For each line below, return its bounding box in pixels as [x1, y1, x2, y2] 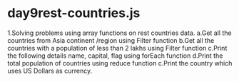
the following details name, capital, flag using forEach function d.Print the [7, 51, 223, 60]
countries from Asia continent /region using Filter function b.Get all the [7, 36, 215, 44]
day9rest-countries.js [7, 5, 141, 21]
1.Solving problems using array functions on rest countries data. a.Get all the [7, 29, 232, 37]
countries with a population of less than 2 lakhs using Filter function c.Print [7, 43, 228, 52]
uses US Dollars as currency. [7, 66, 93, 75]
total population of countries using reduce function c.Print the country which [7, 58, 233, 67]
